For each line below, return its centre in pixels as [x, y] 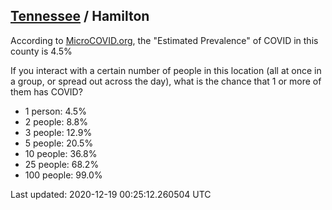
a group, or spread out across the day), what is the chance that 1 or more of [166, 81]
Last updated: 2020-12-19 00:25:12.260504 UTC [111, 194]
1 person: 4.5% [55, 111]
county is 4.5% [41, 51]
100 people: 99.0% [63, 175]
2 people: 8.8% [56, 121]
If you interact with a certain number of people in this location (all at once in [166, 70]
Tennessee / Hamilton [80, 16]
